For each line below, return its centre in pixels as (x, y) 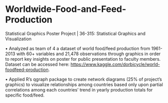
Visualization (18, 39)
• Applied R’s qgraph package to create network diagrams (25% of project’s (83, 79)
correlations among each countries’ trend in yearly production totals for (79, 90)
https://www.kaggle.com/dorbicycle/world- (115, 64)
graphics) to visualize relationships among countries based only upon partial (84, 84)
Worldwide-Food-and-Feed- (66, 9)
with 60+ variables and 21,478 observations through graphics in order (89, 54)
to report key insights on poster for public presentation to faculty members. (83, 59)
